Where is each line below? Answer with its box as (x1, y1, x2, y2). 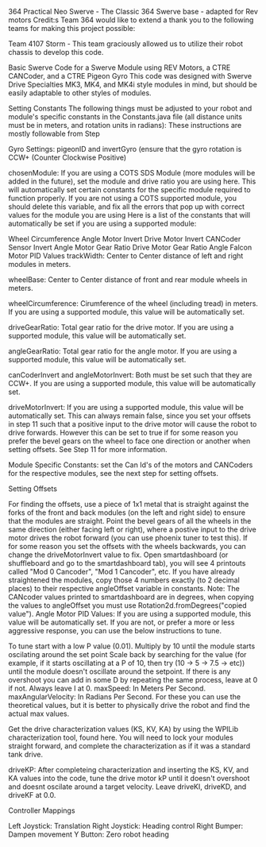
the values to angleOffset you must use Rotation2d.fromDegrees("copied (8, 601, 248, 610)
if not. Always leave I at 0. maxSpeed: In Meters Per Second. (8, 683, 206, 693)
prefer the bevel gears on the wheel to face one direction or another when (8, 436, 251, 446)
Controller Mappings (8, 806, 75, 815)
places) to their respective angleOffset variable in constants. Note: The (8, 584, 240, 593)
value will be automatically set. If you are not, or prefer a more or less (8, 617, 235, 627)
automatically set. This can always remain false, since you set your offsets (8, 411, 252, 420)
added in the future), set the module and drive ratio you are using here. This (8, 176, 256, 186)
